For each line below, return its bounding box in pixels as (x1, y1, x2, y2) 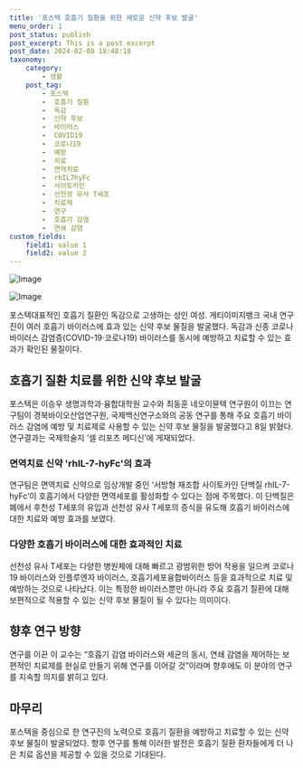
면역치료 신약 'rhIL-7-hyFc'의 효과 (9, 457, 152, 469)
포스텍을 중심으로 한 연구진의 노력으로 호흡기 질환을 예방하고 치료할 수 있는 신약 (9, 726, 289, 737)
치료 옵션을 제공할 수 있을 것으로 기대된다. (18, 749, 166, 760)
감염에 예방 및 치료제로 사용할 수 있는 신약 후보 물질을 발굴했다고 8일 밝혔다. (25, 421, 294, 431)
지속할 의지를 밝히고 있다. (18, 671, 109, 683)
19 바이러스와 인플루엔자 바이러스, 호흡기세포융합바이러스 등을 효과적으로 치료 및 (9, 572, 293, 583)
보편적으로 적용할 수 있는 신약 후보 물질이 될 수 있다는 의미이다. (9, 594, 232, 605)
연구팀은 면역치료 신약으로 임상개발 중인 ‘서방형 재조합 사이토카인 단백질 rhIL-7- (9, 479, 290, 490)
